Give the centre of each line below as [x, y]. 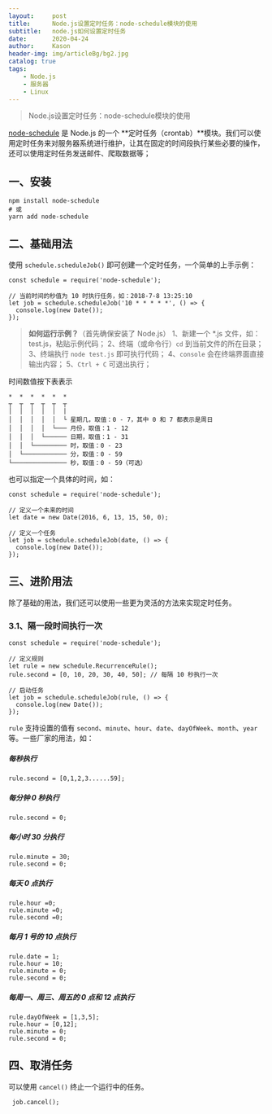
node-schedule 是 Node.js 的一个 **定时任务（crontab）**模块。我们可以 [131, 133]
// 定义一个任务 [32, 533]
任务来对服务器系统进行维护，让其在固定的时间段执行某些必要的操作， [147, 143]
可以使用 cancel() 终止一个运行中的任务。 [78, 1086]
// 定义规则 [26, 659]
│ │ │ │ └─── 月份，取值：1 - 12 [68, 428]
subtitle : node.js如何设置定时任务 [67, 31]
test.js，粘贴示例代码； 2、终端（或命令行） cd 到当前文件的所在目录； [146, 344]
